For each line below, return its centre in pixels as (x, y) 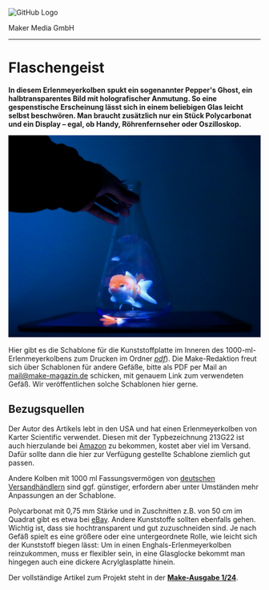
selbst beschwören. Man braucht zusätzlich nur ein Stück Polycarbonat (130, 115)
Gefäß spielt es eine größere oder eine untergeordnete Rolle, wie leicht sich (133, 536)
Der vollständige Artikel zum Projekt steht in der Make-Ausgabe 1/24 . (123, 577)
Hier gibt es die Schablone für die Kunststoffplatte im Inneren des (116, 350)
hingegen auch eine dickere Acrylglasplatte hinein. (92, 562)
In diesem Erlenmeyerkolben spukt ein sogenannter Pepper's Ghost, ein (130, 90)
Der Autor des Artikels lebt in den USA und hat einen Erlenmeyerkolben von (133, 428)
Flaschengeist (56, 68)
